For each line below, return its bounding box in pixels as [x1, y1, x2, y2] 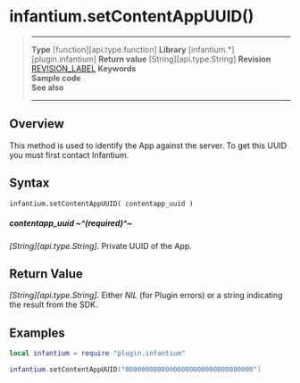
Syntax [9, 176, 50, 191]
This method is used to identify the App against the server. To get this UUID [9, 140, 287, 151]
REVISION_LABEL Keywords [30, 62, 137, 73]
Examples [9, 325, 65, 340]
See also [30, 82, 64, 93]
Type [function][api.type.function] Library [30, 44, 187, 54]
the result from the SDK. [9, 299, 98, 310]
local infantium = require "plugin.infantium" [9, 349, 186, 358]
